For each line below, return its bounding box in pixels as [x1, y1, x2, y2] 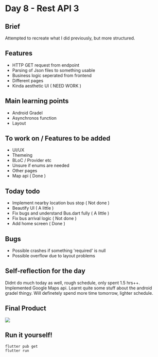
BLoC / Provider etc [12, 158, 52, 163]
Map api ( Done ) [12, 173, 46, 179]
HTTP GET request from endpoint [12, 62, 80, 68]
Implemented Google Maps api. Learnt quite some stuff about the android [5, 285, 152, 291]
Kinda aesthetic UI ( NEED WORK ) [12, 83, 82, 89]
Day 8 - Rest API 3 [5, 3, 79, 14]
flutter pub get [5, 344, 38, 349]
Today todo [5, 187, 40, 195]
